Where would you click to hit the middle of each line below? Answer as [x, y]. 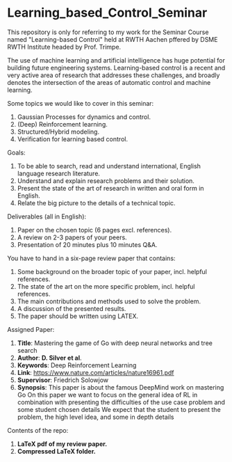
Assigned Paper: [31, 329]
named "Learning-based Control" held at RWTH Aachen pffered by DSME [113, 39]
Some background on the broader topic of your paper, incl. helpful [112, 271]
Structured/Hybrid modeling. [58, 132]
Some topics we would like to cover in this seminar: [81, 103]
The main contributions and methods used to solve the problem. [109, 301]
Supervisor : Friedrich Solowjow [63, 380]
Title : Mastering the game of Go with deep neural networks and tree [115, 343]
